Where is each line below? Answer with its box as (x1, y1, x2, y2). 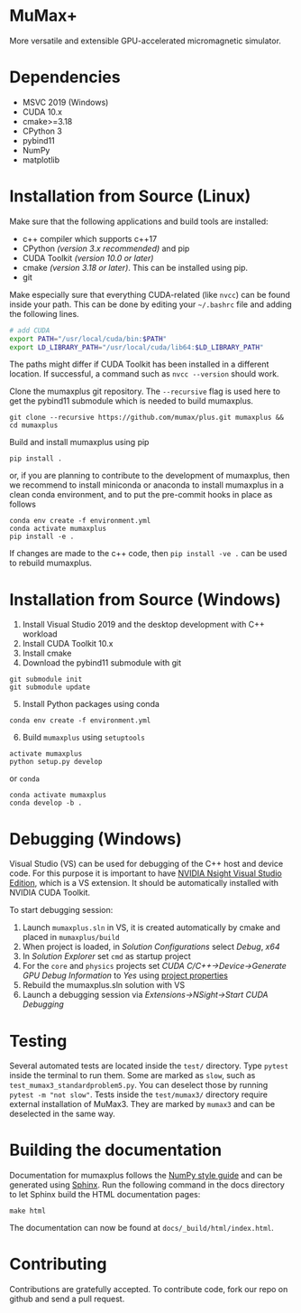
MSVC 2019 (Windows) (22, 97, 109, 107)
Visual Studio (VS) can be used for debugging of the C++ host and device (9, 859, 284, 870)
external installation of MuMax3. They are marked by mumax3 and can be (9, 1099, 276, 1110)
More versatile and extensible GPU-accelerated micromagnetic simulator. (9, 35, 282, 46)
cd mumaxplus (9, 421, 59, 430)
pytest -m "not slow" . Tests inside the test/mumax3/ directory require (9, 1089, 269, 1100)
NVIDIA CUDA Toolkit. (9, 887, 91, 899)
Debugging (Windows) (9, 828, 182, 849)
